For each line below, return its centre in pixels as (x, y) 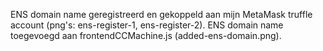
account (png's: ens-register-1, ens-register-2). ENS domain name (147, 25)
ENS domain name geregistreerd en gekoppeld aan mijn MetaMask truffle (161, 14)
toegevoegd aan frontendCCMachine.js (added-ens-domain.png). (146, 35)
